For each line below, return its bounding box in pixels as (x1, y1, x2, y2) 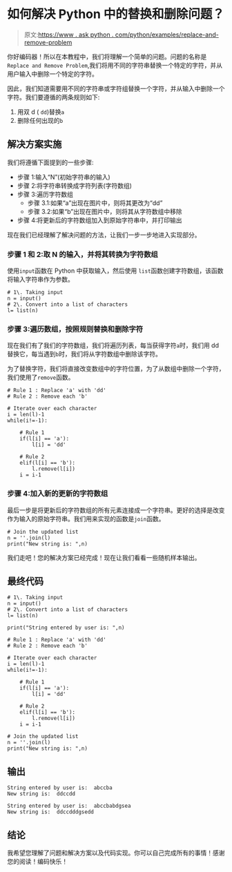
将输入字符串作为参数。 (7, 275, 74, 284)
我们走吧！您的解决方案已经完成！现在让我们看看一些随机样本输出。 (7, 553, 201, 561)
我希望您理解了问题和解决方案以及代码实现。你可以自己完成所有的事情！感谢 (7, 849, 225, 857)
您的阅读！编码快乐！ (7, 858, 68, 866)
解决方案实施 (7, 139, 62, 151)
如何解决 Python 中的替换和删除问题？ (7, 6, 225, 22)
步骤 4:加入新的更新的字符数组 (7, 489, 108, 498)
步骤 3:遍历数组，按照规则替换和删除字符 (7, 324, 144, 333)
